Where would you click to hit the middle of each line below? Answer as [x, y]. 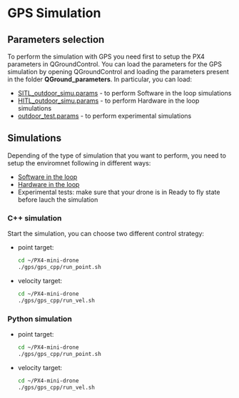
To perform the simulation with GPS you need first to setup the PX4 [106, 56]
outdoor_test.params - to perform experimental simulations [105, 116]
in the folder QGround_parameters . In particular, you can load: [100, 79]
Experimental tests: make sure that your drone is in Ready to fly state [119, 192]
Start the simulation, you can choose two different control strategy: [106, 234]
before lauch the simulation [58, 199]
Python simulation [40, 319]
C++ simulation [35, 218]
